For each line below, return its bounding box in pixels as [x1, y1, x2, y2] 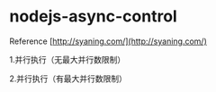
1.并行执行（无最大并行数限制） [9, 54, 126, 64]
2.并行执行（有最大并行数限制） [9, 73, 128, 84]
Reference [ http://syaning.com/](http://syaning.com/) [9, 36, 207, 46]
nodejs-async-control [9, 6, 177, 27]
